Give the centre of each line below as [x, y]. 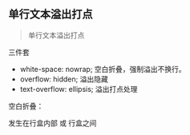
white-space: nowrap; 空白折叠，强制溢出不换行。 [103, 69]
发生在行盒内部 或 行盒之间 [53, 123]
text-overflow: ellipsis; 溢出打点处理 [79, 89]
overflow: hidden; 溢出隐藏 [64, 79]
